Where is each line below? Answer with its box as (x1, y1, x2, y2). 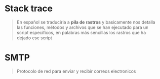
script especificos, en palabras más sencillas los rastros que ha (16, 29, 146, 35)
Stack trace (4, 3, 53, 14)
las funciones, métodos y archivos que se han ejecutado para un (16, 24, 149, 30)
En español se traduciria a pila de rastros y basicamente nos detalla (16, 19, 156, 25)
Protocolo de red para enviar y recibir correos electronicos (16, 68, 136, 74)
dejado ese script (16, 35, 52, 41)
